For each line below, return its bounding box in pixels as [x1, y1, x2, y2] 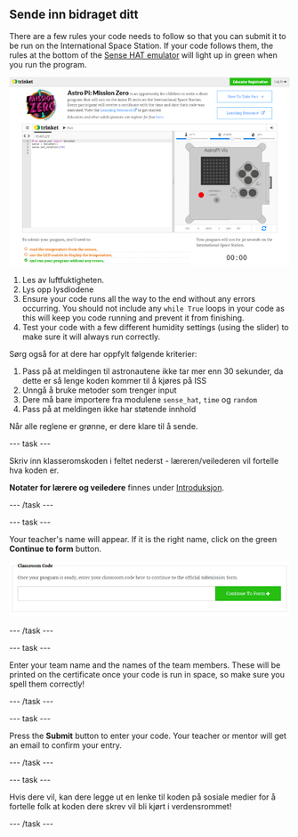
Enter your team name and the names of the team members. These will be [9, 660, 281, 670]
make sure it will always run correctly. [21, 331, 161, 342]
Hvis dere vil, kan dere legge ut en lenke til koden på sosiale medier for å [9, 792, 276, 802]
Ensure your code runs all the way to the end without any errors [21, 293, 256, 304]
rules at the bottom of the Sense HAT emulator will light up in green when [9, 49, 278, 61]
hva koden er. [9, 465, 60, 475]
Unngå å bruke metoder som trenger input [21, 385, 177, 395]
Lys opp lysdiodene [21, 284, 94, 295]
